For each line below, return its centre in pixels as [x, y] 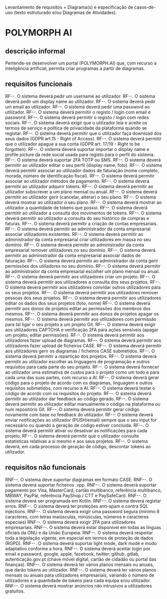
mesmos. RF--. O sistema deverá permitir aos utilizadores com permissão [81, 319]
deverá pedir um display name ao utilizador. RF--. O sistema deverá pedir [80, 101]
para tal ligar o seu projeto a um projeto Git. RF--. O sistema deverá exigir [81, 324]
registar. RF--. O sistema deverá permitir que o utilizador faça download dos [83, 133]
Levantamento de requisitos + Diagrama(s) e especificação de [69, 7]
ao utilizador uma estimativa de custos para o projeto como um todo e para [82, 372]
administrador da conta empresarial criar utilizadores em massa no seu [78, 239]
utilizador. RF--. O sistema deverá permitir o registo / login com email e [78, 112]
